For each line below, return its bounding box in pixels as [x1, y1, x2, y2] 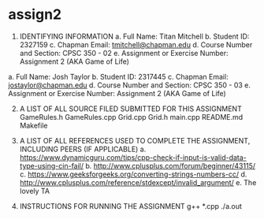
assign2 [8, 6, 61, 24]
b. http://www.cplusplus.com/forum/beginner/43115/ [85, 161, 256, 170]
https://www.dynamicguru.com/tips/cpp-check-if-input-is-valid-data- [19, 152, 247, 162]
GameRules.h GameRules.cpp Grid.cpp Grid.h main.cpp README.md [19, 112, 244, 121]
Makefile [19, 121, 48, 130]
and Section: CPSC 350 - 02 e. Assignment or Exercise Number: [19, 48, 229, 58]
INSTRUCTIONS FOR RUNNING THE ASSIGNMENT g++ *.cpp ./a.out [19, 201, 243, 210]
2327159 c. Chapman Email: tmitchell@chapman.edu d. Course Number [19, 39, 253, 49]
